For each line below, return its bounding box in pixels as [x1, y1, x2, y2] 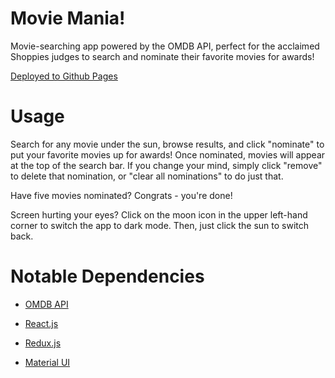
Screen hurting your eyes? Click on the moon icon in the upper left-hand [10, 208, 308, 221]
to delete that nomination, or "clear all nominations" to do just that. [10, 170, 284, 182]
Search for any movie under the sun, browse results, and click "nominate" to [10, 138, 325, 150]
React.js [24, 317, 59, 329]
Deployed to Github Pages [10, 70, 118, 82]
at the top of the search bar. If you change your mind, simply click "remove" [10, 159, 323, 171]
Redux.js [24, 337, 62, 349]
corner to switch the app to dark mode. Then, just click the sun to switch [10, 219, 310, 231]
